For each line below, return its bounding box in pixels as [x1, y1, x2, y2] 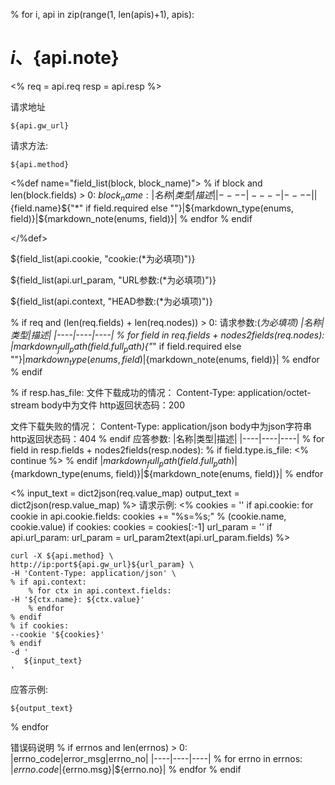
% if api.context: [10, 577, 87, 588]
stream [10, 399, 40, 411]
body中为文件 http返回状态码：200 [41, 399, 185, 411]
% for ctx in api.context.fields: [28, 586, 172, 596]
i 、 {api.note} [10, 47, 120, 69]
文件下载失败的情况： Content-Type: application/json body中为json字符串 [10, 420, 312, 433]
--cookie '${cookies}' [10, 630, 105, 640]
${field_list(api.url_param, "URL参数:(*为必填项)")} [10, 274, 217, 286]
